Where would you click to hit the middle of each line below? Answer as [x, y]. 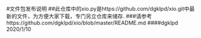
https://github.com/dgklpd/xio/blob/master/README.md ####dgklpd [92, 23]
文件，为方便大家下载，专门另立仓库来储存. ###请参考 [84, 16]
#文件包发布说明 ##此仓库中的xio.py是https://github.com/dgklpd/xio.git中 [98, 9]
